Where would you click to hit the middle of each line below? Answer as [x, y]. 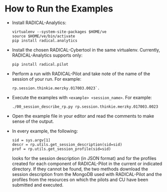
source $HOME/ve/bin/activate [44, 36]
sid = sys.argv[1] [31, 140]
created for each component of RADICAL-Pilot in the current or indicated [87, 163]
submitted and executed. [38, 185]
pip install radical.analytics [45, 41]
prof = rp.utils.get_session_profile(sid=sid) [61, 149]
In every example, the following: [45, 131]
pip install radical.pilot [40, 64]
